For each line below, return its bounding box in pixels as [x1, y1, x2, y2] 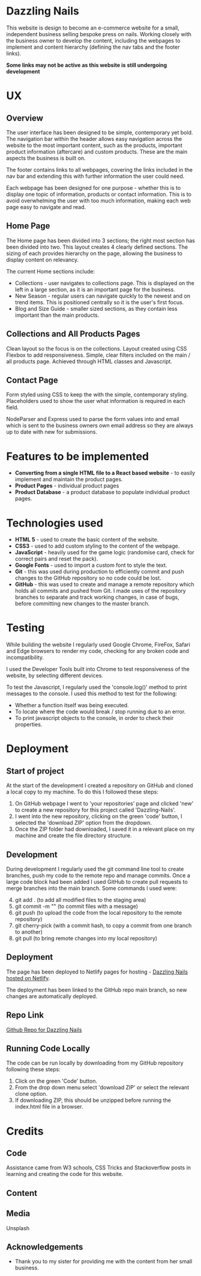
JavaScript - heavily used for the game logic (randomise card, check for [14, 549, 195, 556]
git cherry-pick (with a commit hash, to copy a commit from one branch [14, 922, 192, 929]
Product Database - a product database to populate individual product [14, 489, 190, 496]
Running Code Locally [6, 1043, 90, 1054]
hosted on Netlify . [6, 974, 50, 981]
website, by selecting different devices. [6, 672, 104, 679]
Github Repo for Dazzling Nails [6, 1026, 82, 1033]
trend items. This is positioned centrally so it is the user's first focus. [14, 298, 184, 305]
